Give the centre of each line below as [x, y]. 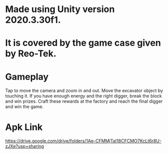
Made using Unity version [60, 9]
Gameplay [27, 77]
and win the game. [24, 107]
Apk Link [24, 127]
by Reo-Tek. [31, 54]
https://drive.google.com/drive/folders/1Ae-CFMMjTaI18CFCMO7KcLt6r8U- [83, 141]
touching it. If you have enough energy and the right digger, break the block [83, 96]
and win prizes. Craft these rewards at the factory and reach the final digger [84, 101]
